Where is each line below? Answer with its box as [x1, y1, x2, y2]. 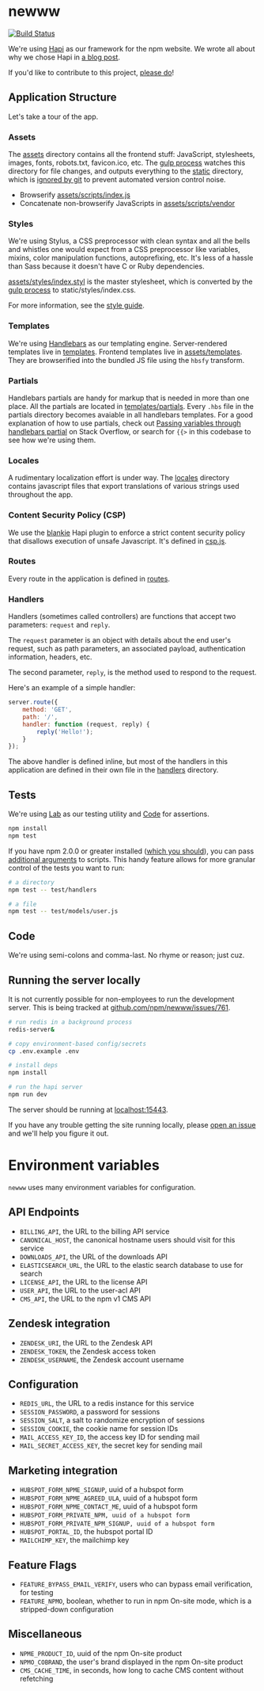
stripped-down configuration [19, 1604, 115, 1614]
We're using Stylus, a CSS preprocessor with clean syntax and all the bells [8, 236, 251, 246]
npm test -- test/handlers [8, 886, 97, 894]
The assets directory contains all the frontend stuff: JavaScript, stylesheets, [8, 150, 255, 159]
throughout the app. [8, 490, 74, 499]
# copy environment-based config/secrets [8, 1040, 147, 1048]
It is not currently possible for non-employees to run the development [8, 994, 235, 1004]
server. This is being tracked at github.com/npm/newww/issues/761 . [8, 1002, 231, 1012]
